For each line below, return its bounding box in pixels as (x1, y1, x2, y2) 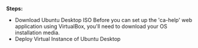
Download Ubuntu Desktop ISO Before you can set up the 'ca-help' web (14, 17, 193, 23)
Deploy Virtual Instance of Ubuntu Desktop (14, 36, 121, 42)
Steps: (6, 5, 23, 12)
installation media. (14, 29, 60, 36)
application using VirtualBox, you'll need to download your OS (14, 23, 167, 30)
